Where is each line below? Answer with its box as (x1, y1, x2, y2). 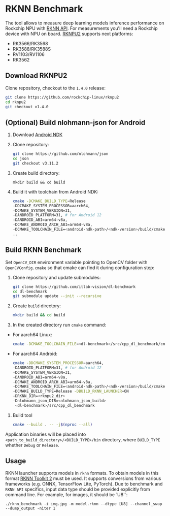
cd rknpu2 (5, 100, 26, 105)
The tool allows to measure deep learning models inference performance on (5, 20, 164, 26)
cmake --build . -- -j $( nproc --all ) (12, 422, 93, 427)
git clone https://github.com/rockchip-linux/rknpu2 (5, 94, 119, 100)
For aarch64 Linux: (12, 332, 52, 338)
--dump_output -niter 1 (5, 506, 56, 511)
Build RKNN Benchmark (5, 246, 82, 254)
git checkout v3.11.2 (12, 160, 58, 166)
